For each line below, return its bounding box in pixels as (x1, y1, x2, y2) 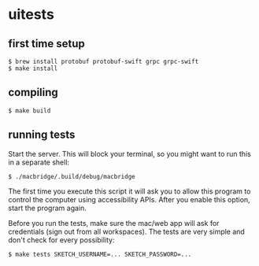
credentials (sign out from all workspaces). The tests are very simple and (8, 227, 246, 236)
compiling (8, 86, 59, 99)
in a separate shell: (8, 157, 69, 167)
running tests (8, 128, 76, 142)
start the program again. (8, 203, 87, 212)
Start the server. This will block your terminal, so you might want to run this (8, 149, 252, 158)
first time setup (8, 37, 85, 50)
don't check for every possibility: (8, 235, 115, 245)
